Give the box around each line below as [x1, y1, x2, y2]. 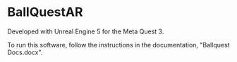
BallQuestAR [7, 4, 83, 20]
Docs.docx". [7, 48, 43, 56]
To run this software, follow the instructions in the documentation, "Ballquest [7, 40, 230, 49]
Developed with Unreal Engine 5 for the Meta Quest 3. [7, 27, 164, 36]
